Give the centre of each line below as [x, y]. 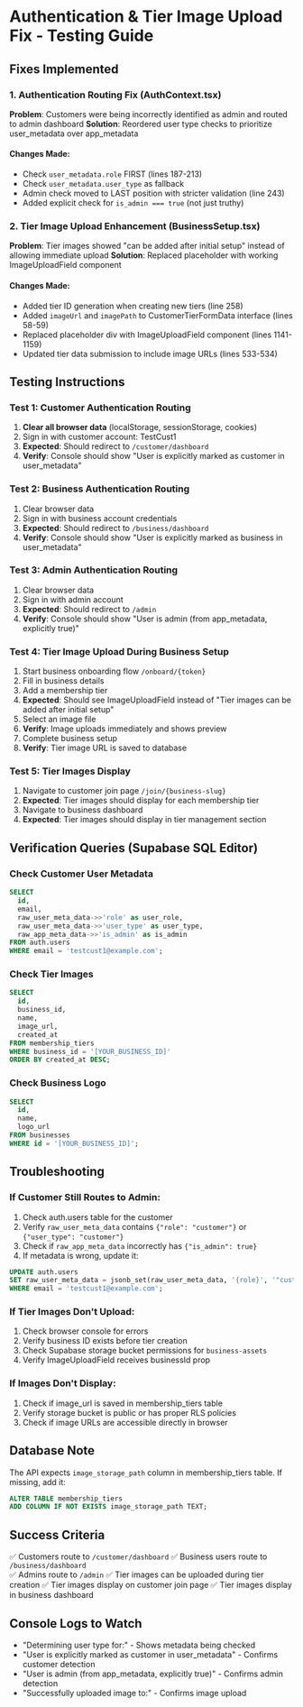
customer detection [59, 1664]
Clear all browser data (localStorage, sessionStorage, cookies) [140, 427]
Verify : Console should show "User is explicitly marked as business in [152, 537]
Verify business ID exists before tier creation [105, 1341]
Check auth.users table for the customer [97, 1217]
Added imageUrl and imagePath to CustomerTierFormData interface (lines [157, 315]
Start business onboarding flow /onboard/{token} [114, 671]
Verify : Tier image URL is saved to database [105, 748]
